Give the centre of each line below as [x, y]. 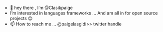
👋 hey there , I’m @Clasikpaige [41, 8]
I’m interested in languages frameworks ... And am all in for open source [84, 13]
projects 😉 [21, 18]
